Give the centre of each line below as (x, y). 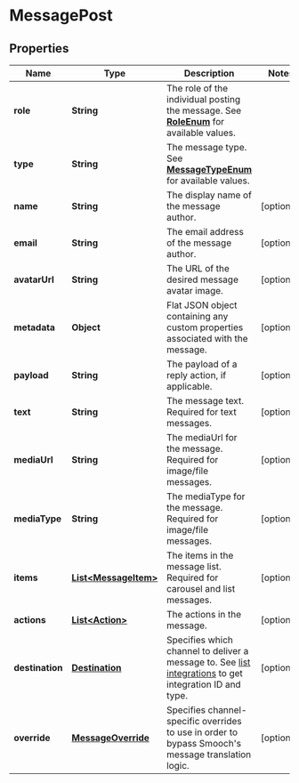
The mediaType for (206, 496)
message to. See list (208, 662)
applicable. (189, 386)
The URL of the (198, 268)
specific (183, 721)
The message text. (205, 401)
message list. (194, 566)
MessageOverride (110, 738)
